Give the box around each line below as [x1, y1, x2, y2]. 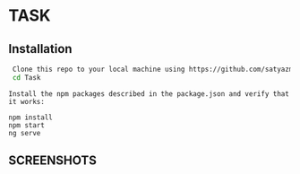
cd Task [12, 73, 41, 82]
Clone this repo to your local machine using [12, 65, 185, 74]
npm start [8, 120, 46, 130]
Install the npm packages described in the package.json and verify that [8, 89, 290, 99]
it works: [8, 97, 46, 106]
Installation [8, 41, 73, 57]
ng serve [8, 128, 41, 137]
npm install [8, 113, 53, 122]
